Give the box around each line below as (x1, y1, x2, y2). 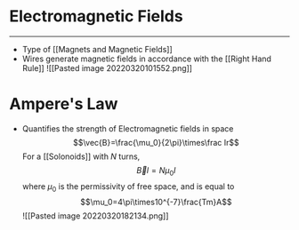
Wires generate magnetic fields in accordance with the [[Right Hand (21, 53, 271, 64)
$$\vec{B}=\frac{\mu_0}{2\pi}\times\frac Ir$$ (72, 137, 239, 147)
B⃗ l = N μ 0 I (136, 164, 176, 178)
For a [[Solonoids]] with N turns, (21, 151, 141, 162)
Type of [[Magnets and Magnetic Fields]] (21, 44, 173, 54)
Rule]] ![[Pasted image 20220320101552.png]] (21, 62, 193, 73)
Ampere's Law (9, 94, 118, 115)
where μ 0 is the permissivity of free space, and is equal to (21, 180, 235, 194)
